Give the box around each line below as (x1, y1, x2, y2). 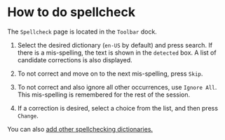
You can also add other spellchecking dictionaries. (7, 125, 153, 133)
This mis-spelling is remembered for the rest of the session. (17, 90, 191, 99)
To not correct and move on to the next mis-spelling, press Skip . (17, 69, 203, 78)
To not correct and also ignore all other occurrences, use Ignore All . (17, 83, 217, 91)
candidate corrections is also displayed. (17, 55, 133, 64)
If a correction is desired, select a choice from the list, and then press (17, 104, 219, 112)
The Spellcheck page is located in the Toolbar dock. (7, 27, 158, 36)
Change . (17, 111, 39, 120)
